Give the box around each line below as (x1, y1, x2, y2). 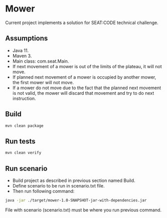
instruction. (12, 95, 36, 101)
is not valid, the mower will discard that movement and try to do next (12, 90, 154, 96)
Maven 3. (12, 53, 32, 59)
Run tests (5, 137, 36, 145)
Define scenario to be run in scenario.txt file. (12, 182, 105, 188)
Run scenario (5, 164, 48, 173)
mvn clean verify (5, 150, 42, 155)
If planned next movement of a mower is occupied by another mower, (12, 74, 156, 80)
